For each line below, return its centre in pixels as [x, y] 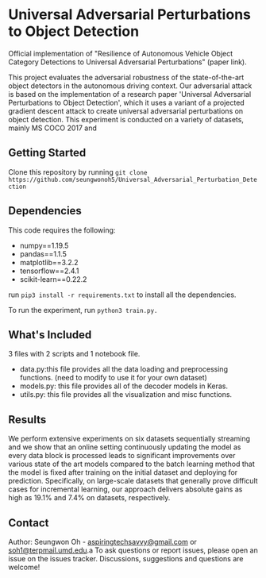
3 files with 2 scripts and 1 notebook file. [74, 354]
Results [27, 420]
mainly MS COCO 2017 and [53, 128]
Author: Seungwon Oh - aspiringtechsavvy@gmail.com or [102, 542]
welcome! [24, 567]
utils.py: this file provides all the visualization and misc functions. [126, 395]
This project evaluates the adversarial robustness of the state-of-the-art [126, 77]
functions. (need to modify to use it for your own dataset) [114, 378]
